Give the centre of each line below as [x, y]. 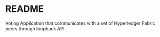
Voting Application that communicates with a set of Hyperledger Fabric [80, 23]
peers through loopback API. [36, 28]
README [25, 9]
